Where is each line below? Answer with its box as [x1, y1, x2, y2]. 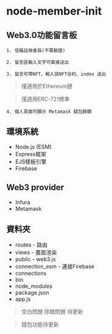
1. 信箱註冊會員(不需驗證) [6, 47, 66, 53]
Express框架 [15, 150, 47, 157]
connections [15, 270, 47, 277]
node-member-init [6, 4, 102, 18]
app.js [15, 296, 31, 303]
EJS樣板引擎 [15, 158, 47, 165]
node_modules [15, 282, 53, 290]
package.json [15, 289, 50, 296]
